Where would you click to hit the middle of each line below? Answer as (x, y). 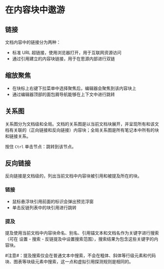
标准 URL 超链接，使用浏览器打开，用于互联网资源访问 (67, 52)
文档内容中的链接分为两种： (33, 42)
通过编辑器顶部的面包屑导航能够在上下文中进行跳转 (63, 94)
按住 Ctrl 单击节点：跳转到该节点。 (41, 146)
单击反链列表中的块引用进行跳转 (44, 207)
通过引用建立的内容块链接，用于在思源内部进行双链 (63, 59)
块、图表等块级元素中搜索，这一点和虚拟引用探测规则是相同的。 (69, 262)
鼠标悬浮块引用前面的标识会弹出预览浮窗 (53, 201)
